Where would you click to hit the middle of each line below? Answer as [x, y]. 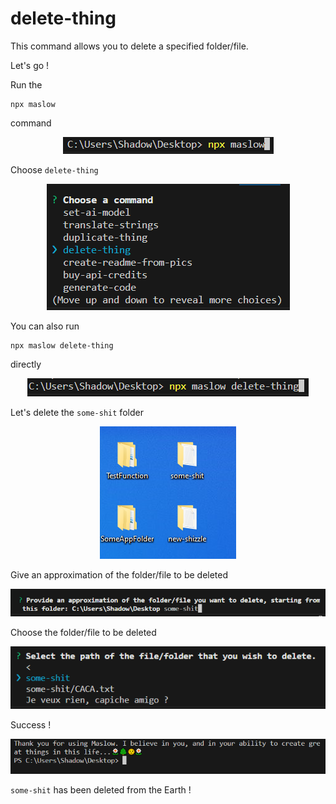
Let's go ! [30, 65]
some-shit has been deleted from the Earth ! [101, 790]
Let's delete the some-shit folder [77, 412]
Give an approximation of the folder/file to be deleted [119, 574]
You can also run [45, 326]
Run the [26, 84]
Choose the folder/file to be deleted [83, 633]
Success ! [31, 724]
